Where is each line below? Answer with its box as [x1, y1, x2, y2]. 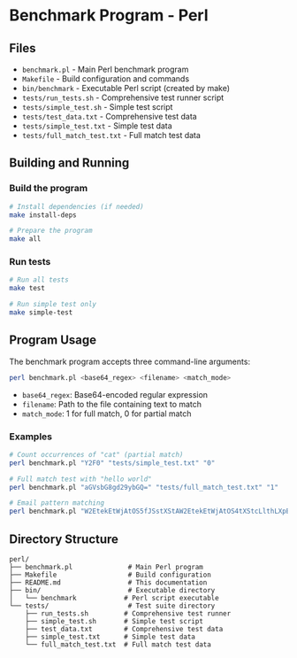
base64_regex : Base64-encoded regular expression [21, 389, 209, 399]
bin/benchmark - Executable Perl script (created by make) [21, 83, 231, 93]
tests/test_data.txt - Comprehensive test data [21, 112, 197, 121]
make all [9, 235, 42, 244]
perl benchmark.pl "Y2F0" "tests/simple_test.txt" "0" [9, 458, 216, 468]
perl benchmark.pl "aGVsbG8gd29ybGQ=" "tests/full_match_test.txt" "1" [9, 483, 278, 492]
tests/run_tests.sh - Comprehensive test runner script [21, 92, 225, 103]
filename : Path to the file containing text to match [21, 399, 202, 409]
